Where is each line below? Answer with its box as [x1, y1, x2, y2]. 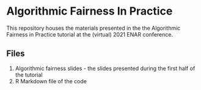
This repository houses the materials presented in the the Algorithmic [6, 24, 181, 32]
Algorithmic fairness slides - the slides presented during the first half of [15, 64, 196, 72]
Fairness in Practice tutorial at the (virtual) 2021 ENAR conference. [6, 30, 173, 38]
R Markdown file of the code [15, 77, 87, 85]
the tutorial [15, 71, 43, 78]
